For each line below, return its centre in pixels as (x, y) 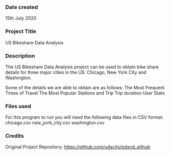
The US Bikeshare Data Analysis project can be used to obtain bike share (82, 67)
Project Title (21, 32)
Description (20, 56)
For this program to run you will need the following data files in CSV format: (84, 117)
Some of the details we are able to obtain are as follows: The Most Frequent (85, 87)
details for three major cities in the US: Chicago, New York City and (76, 72)
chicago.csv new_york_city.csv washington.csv (55, 123)
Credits (15, 136)
